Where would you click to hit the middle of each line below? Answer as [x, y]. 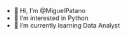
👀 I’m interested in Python [51, 18]
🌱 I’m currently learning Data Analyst [67, 25]
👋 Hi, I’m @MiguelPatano [49, 11]
